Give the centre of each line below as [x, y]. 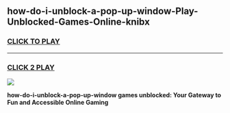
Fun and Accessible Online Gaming [58, 102]
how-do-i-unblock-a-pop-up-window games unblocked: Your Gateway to [114, 95]
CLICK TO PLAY [34, 42]
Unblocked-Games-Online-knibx [79, 22]
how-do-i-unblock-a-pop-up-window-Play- [103, 11]
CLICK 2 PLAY [31, 67]
